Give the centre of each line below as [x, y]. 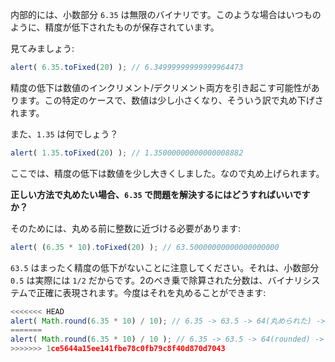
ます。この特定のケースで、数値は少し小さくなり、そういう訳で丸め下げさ [171, 100]
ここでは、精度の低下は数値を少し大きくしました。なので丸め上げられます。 [167, 173]
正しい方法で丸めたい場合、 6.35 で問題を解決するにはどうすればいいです [160, 194]
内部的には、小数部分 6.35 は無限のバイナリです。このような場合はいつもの [166, 14]
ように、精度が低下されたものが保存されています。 [115, 27]
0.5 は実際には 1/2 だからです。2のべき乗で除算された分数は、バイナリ [156, 280]
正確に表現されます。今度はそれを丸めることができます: [151, 292]
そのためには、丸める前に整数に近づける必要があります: [126, 228]
